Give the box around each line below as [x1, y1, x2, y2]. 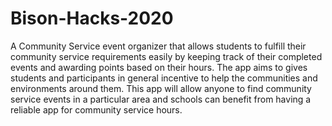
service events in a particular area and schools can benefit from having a [10, 93, 312, 105]
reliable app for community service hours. [10, 103, 183, 116]
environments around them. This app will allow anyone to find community [10, 82, 312, 94]
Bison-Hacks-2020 [10, 7, 174, 30]
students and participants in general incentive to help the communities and [10, 72, 318, 84]
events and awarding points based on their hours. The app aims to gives [10, 61, 308, 73]
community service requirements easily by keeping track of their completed [10, 50, 323, 62]
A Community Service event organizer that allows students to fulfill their [10, 40, 307, 52]
